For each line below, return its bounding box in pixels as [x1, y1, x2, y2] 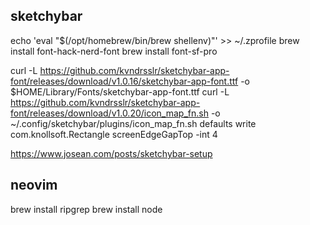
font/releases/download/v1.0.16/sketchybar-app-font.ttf [10, 75, 239, 87]
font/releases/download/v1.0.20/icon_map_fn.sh [10, 107, 209, 119]
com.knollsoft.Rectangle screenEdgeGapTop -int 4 [10, 128, 218, 140]
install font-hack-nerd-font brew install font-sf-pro [10, 45, 218, 57]
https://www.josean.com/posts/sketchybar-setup [10, 147, 213, 159]
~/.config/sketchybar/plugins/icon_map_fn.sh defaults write [10, 117, 257, 129]
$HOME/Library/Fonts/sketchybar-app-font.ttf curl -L [10, 85, 230, 98]
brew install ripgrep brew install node [10, 203, 163, 215]
